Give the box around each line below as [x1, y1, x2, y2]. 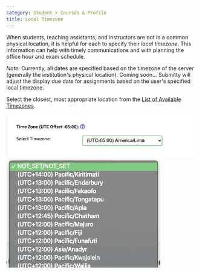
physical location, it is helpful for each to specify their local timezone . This [6, 40, 192, 47]
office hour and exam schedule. [6, 53, 86, 60]
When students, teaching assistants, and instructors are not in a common [6, 33, 189, 41]
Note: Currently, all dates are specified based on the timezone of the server [6, 64, 195, 72]
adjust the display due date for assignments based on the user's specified [6, 77, 191, 85]
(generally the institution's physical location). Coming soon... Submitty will [6, 71, 191, 78]
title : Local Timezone [6, 16, 64, 22]
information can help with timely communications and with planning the [6, 46, 184, 54]
